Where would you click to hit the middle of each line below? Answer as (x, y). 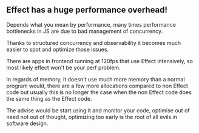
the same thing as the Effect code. (49, 98)
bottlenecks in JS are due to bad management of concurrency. (85, 31)
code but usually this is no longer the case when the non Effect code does (99, 92)
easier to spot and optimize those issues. (58, 49)
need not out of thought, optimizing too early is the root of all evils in (92, 117)
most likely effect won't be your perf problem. (63, 67)
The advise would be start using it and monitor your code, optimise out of (98, 110)
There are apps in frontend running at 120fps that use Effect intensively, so (99, 61)
